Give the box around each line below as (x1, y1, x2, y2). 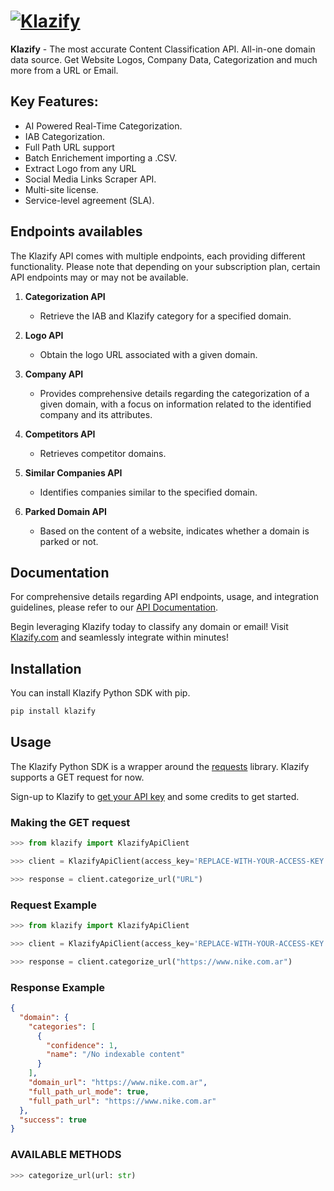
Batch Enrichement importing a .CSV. (24, 151, 178, 164)
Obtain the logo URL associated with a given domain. (39, 348, 258, 360)
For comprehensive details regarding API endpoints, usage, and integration (10, 591, 319, 603)
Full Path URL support (24, 141, 115, 153)
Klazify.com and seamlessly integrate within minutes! (10, 631, 229, 644)
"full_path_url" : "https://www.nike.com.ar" (28, 1096, 217, 1106)
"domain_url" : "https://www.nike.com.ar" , (28, 1078, 208, 1088)
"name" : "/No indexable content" (46, 1050, 186, 1060)
